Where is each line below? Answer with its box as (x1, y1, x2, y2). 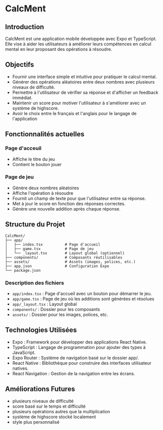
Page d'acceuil (5, 145, 42, 152)
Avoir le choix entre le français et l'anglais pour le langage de (12, 110, 137, 116)
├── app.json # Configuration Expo (5, 263, 110, 268)
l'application (12, 116, 38, 122)
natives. (12, 365, 29, 371)
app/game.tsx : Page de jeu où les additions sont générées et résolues (12, 296, 155, 301)
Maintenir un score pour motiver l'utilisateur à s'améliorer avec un (12, 100, 147, 106)
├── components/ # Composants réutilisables (5, 255, 122, 260)
